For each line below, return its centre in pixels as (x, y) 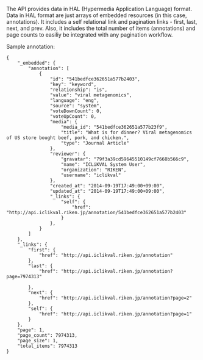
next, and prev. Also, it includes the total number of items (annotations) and (101, 28)
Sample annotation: (31, 46)
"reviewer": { (68, 154)
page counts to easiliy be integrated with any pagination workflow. (90, 35)
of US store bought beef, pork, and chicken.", (68, 138)
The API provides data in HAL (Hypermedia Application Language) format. (99, 9)
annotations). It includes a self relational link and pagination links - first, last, (102, 22)
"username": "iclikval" (91, 175)
